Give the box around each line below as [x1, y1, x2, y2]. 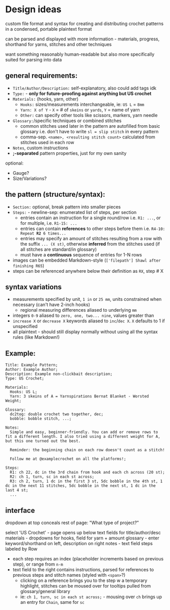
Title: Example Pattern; [5, 363, 58, 368]
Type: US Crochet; [5, 376, 44, 381]
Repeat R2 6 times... [20, 231, 66, 236]
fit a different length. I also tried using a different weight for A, [5, 434, 160, 439]
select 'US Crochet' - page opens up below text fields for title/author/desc [5, 530, 161, 535]
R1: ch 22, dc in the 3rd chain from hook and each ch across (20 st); [10, 470, 165, 475]
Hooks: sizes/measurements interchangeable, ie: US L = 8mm [20, 101, 145, 107]
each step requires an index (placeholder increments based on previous [12, 556, 164, 561]
